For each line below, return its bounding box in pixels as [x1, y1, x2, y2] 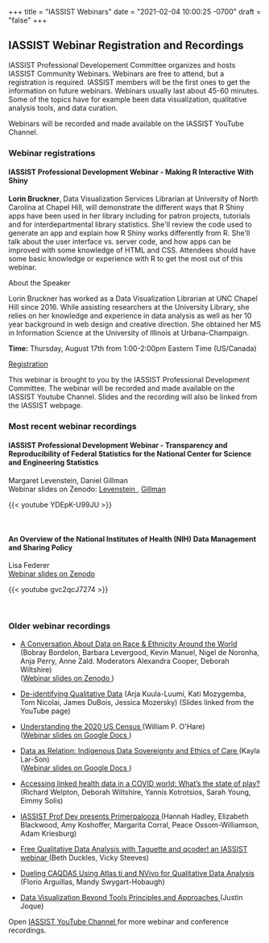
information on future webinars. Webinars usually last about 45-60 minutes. [8, 86, 259, 95]
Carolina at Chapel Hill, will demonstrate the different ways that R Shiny [8, 202, 245, 212]
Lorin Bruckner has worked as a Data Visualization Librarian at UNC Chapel [8, 294, 258, 303]
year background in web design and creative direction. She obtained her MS [8, 319, 262, 329]
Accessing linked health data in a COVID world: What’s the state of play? [19, 778, 260, 788]
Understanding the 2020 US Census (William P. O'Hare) [19, 721, 205, 731]
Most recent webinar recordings [8, 420, 137, 432]
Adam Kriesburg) [19, 828, 77, 838]
